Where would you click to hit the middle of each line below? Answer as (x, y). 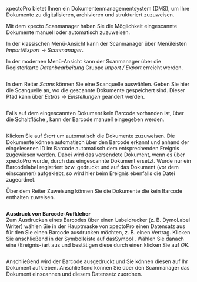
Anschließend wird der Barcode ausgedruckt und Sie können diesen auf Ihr (97, 261)
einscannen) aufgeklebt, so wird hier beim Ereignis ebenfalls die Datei (91, 173)
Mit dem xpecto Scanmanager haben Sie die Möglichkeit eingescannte (92, 26)
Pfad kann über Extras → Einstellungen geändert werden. (76, 97)
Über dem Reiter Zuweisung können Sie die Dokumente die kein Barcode (94, 191)
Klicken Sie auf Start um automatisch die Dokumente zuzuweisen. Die (91, 136)
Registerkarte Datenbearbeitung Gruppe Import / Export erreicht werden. (95, 68)
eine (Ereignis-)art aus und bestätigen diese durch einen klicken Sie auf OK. (98, 245)
